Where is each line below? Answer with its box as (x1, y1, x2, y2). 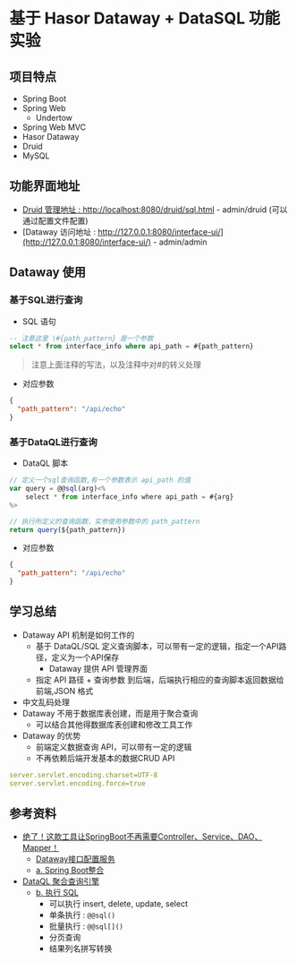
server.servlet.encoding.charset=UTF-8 (9, 770, 158, 779)
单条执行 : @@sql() (48, 910, 116, 921)
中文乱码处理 (21, 696, 70, 708)
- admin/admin (153, 236, 208, 247)
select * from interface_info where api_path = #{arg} (25, 492, 234, 502)
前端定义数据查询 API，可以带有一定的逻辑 (35, 741, 192, 752)
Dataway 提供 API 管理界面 (48, 663, 148, 674)
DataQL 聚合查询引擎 (21, 876, 100, 887)
